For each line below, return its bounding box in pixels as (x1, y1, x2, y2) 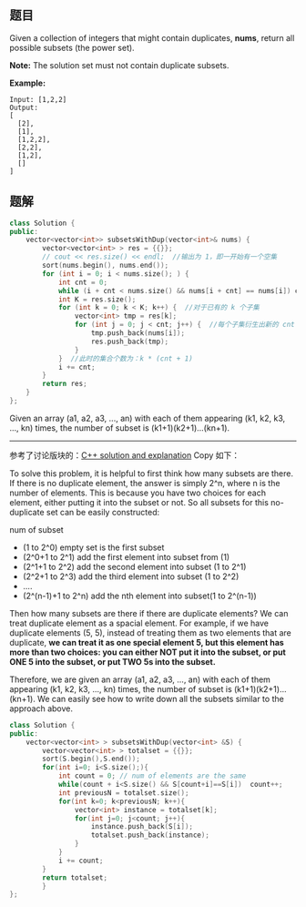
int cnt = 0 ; (57, 278, 107, 287)
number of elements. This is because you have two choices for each (9, 487, 267, 498)
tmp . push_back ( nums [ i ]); (90, 329, 185, 338)
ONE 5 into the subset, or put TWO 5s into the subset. (9, 656, 216, 667)
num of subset (9, 524, 64, 535)
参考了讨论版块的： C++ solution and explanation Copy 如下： (9, 449, 240, 461)
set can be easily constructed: (46, 506, 160, 517)
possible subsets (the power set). (9, 42, 135, 53)
